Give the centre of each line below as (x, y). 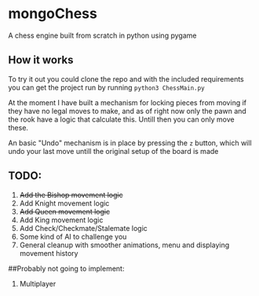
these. (18, 127)
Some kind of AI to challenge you (73, 236)
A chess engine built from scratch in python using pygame (102, 35)
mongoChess (53, 14)
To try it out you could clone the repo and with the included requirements (126, 79)
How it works (41, 60)
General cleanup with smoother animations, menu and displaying (124, 245)
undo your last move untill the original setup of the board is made (113, 151)
